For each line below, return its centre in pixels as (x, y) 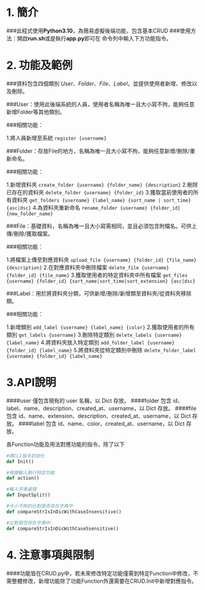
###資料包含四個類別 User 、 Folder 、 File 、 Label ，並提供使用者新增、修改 (99, 83)
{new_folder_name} (30, 214)
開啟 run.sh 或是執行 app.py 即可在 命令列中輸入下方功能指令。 (94, 38)
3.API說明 (31, 383)
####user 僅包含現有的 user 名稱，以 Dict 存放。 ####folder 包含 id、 (95, 400)
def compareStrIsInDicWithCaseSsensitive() (63, 528)
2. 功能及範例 (39, 66)
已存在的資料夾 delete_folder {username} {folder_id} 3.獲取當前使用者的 (100, 192)
